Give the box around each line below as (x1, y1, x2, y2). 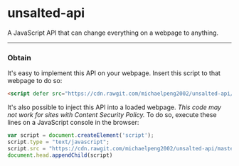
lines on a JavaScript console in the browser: (7, 118, 139, 127)
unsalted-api (7, 5, 85, 21)
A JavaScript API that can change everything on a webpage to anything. (7, 28, 219, 37)
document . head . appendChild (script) (7, 151, 113, 159)
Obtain (7, 52, 32, 62)
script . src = (7, 145, 46, 152)
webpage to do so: (7, 77, 63, 85)
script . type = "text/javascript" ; (7, 138, 110, 145)
